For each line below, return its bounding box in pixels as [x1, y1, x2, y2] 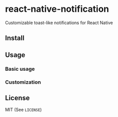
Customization [5, 79, 41, 86]
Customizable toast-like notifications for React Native [5, 20, 113, 26]
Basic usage [5, 65, 35, 72]
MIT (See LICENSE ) [5, 107, 42, 113]
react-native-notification [5, 3, 109, 15]
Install [5, 34, 25, 42]
